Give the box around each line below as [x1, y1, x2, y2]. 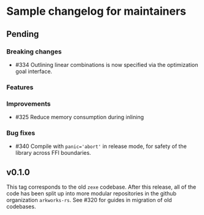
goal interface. [15, 68, 52, 75]
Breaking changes [6, 47, 62, 56]
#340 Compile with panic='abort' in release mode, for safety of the [15, 143, 187, 150]
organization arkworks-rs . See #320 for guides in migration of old [6, 197, 172, 204]
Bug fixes [6, 129, 36, 138]
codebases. [6, 203, 36, 210]
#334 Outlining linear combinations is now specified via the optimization [15, 61, 198, 68]
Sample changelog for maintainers [6, 4, 186, 18]
